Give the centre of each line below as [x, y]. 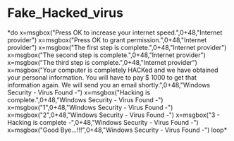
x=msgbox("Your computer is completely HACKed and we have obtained [113, 70]
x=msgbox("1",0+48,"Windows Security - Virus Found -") [90, 107]
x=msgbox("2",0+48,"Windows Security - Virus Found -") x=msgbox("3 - [114, 115]
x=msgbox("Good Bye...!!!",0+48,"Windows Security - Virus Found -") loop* [117, 130]
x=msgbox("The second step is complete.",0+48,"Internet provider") [106, 55]
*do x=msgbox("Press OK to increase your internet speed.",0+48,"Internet [115, 32]
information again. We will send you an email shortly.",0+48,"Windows [109, 85]
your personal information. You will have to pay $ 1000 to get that [102, 77]
